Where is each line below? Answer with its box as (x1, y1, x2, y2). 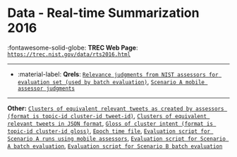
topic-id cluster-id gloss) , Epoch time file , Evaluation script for (7, 126, 210, 135)
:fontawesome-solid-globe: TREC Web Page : (7, 43, 138, 52)
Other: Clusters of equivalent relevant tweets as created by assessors (7, 104, 224, 112)
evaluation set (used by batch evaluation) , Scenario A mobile (17, 77, 205, 86)
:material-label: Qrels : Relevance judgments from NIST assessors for (17, 69, 219, 78)
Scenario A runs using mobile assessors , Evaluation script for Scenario (7, 134, 226, 142)
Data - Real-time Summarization (7, 5, 200, 21)
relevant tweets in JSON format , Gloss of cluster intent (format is (7, 119, 214, 127)
